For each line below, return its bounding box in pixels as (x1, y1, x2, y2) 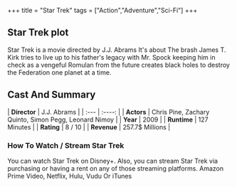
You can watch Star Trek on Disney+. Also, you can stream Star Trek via (7, 156, 218, 165)
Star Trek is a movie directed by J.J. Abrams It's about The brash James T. (7, 46, 226, 54)
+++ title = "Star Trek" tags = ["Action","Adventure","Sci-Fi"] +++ (7, 6, 198, 14)
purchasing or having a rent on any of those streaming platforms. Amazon (7, 164, 224, 173)
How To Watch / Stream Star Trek (7, 140, 125, 150)
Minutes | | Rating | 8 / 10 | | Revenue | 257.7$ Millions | (7, 122, 171, 131)
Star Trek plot (7, 26, 69, 38)
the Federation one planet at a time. (7, 68, 112, 77)
